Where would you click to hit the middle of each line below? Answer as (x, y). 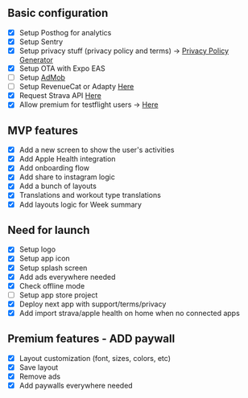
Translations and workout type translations (90, 195)
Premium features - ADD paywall (91, 339)
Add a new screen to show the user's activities (97, 150)
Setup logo (37, 249)
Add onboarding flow (54, 168)
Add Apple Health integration (67, 159)
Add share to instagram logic (67, 177)
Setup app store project (58, 295)
